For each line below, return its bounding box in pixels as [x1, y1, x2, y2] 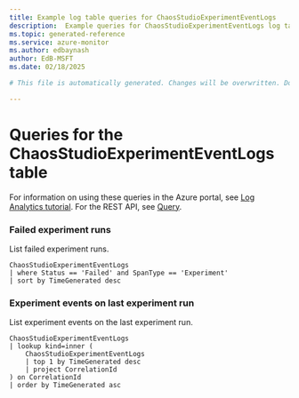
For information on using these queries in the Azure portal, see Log [9, 192, 255, 203]
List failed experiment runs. [9, 243, 109, 254]
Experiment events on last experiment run [9, 297, 195, 309]
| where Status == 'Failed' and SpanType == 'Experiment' [9, 268, 229, 277]
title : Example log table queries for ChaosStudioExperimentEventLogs [9, 12, 277, 22]
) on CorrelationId [9, 373, 82, 382]
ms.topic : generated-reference [9, 29, 125, 38]
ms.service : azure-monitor [9, 37, 109, 47]
